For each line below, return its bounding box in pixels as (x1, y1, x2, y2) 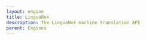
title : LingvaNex (6, 14, 50, 20)
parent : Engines (6, 25, 47, 31)
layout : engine (6, 8, 44, 15)
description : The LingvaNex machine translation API (6, 19, 141, 25)
